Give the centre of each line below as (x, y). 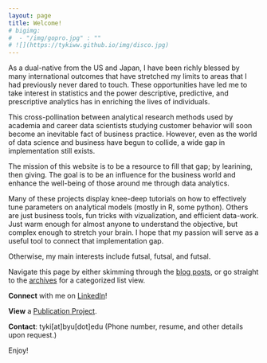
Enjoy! (19, 350)
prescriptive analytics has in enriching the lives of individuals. (109, 102)
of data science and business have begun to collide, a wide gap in (117, 142)
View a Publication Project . (53, 311)
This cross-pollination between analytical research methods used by (121, 117)
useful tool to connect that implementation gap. (86, 241)
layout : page (30, 16)
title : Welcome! (35, 23)
